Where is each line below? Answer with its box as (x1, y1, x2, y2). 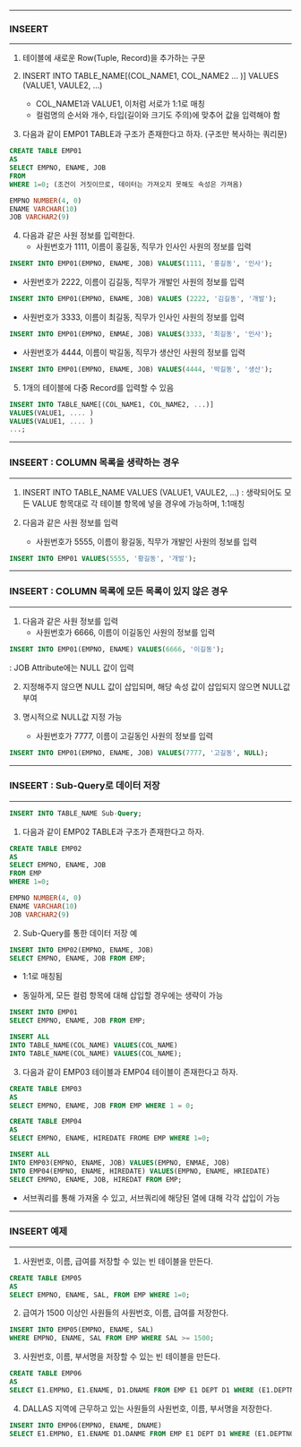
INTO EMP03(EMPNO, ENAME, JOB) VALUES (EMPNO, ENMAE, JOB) (9, 1158, 230, 1167)
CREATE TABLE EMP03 (9, 1084, 82, 1093)
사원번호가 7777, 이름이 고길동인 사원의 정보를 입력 (35, 730, 213, 741)
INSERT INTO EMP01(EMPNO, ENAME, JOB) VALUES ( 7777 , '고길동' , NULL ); (9, 748, 269, 757)
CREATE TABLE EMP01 (9, 147, 82, 156)
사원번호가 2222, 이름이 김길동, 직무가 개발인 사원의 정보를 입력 (21, 277, 245, 288)
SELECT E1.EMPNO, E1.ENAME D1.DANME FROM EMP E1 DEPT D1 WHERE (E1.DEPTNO (9, 1429, 295, 1438)
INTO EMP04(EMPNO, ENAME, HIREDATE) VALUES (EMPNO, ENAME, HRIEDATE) (9, 1167, 271, 1176)
